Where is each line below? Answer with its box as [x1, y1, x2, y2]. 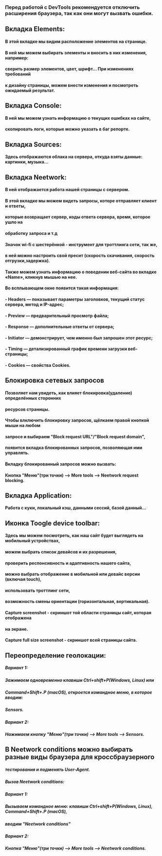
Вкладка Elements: [5, 25, 65, 33]
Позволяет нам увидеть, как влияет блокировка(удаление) [5, 390, 132, 395]
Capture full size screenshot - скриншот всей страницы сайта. [5, 637, 137, 643]
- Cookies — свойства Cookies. [5, 362, 71, 368]
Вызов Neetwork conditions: [5, 779, 65, 785]
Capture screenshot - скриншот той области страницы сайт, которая [5, 610, 152, 616]
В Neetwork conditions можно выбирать [5, 746, 133, 754]
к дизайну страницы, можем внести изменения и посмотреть [5, 82, 139, 88]
